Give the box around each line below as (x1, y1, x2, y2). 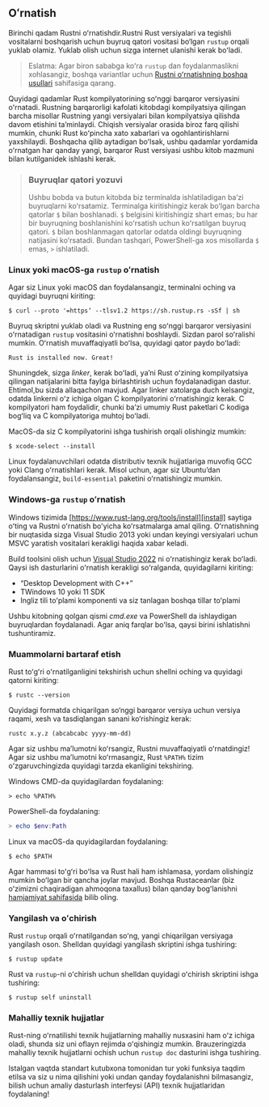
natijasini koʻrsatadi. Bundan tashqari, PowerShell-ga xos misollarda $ (27, 235, 260, 245)
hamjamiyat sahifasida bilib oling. (8, 892, 119, 901)
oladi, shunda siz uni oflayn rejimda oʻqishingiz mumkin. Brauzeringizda (8, 1039, 246, 1049)
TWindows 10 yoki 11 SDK (19, 587, 106, 596)
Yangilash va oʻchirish (8, 912, 97, 923)
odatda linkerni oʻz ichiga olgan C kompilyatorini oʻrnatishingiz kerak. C (8, 394, 245, 404)
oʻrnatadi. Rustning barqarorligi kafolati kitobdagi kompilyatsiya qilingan (8, 102, 246, 112)
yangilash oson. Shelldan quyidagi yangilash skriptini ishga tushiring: (8, 939, 237, 949)
